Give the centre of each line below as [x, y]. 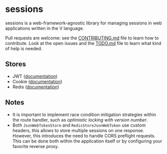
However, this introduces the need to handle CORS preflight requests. [84, 136]
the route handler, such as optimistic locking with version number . [80, 120]
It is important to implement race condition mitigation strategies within [84, 114]
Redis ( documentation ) [36, 87]
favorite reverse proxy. [35, 146]
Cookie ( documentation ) [37, 81]
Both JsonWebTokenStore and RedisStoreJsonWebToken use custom [79, 125]
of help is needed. [24, 48]
